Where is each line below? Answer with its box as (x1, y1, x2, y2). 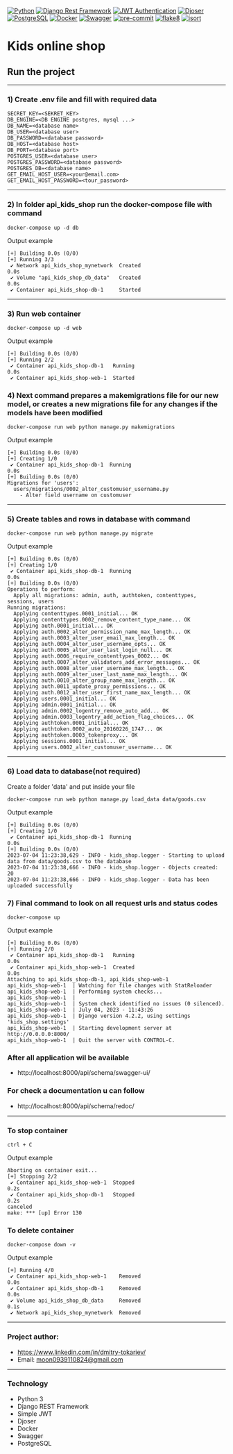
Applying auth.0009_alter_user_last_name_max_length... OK (13, 671, 188, 678)
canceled (7, 1203, 33, 1210)
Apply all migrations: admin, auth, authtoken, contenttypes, (13, 592, 197, 599)
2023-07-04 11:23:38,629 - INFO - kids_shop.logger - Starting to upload (7, 851, 225, 859)
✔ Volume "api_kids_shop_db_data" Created (10, 274, 141, 281)
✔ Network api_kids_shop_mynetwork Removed (10, 1310, 141, 1317)
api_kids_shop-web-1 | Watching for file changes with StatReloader (7, 983, 213, 989)
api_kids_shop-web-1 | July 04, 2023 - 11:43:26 (7, 1007, 154, 1014)
